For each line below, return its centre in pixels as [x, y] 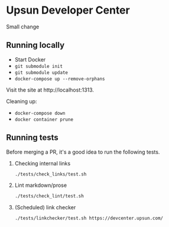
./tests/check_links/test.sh [51, 174]
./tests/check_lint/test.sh [49, 196]
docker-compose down [40, 113]
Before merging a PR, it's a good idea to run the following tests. [83, 152]
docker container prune [44, 119]
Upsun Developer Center [68, 10]
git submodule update [41, 72]
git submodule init [39, 66]
